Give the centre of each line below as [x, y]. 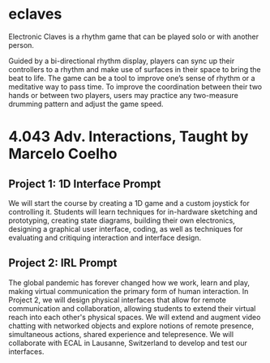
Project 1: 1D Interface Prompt [85, 184]
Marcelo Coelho [63, 154]
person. [21, 45]
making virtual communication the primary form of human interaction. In [129, 291]
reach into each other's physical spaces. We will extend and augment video [135, 317]
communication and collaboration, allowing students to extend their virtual [132, 308]
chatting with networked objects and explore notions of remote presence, [131, 326]
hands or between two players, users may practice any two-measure [124, 95]
